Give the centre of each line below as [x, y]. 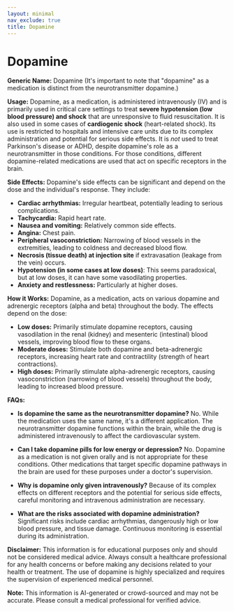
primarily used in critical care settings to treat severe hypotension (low [110, 109]
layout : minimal [31, 14]
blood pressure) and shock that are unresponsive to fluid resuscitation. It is [116, 117]
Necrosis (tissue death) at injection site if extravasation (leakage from [119, 255]
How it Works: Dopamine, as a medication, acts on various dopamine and [114, 299]
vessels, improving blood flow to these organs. [85, 342]
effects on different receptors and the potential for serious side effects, [119, 493]
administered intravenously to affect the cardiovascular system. [109, 436]
